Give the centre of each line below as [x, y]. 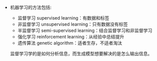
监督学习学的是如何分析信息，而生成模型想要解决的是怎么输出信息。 [81, 53]
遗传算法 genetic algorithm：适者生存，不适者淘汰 [70, 43]
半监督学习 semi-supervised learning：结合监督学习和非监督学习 [85, 30]
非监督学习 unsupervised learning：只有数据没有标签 [73, 24]
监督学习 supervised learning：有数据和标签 [64, 18]
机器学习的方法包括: [31, 7]
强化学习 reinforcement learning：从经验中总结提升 [71, 37]
